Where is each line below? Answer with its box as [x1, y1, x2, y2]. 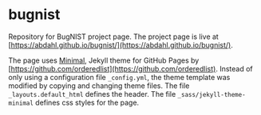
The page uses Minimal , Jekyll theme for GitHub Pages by [8, 56, 200, 65]
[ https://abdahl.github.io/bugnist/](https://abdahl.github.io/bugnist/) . [8, 40, 233, 49]
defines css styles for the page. [35, 98, 140, 107]
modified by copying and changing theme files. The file [8, 81, 190, 90]
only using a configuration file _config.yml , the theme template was [8, 72, 231, 82]
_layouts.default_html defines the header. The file [8, 89, 176, 98]
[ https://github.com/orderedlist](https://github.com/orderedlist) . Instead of [8, 63, 253, 73]
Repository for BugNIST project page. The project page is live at [8, 32, 219, 41]
